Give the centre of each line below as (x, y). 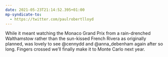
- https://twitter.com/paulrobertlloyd (52, 19)
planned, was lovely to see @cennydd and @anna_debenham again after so (84, 44)
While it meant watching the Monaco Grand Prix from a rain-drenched (78, 33)
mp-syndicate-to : (24, 14)
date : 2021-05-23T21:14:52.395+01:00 (45, 10)
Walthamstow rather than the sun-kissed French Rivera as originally (76, 38)
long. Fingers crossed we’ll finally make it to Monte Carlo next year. (75, 49)
